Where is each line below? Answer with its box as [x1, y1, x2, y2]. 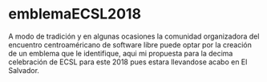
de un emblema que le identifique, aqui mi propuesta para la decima [8, 48, 233, 58]
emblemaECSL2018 [8, 5, 142, 23]
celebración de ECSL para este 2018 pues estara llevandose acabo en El [8, 57, 248, 67]
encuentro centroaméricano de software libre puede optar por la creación [8, 39, 253, 49]
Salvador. [8, 65, 40, 75]
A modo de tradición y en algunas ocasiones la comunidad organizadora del [8, 31, 260, 41]
